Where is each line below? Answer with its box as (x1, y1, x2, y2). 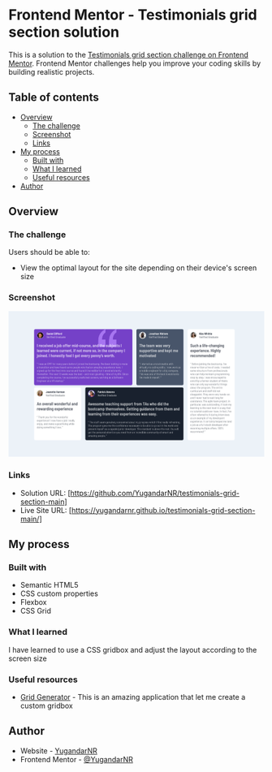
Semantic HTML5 (19, 580, 79, 590)
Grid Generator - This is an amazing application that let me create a (19, 692, 246, 702)
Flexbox (19, 597, 47, 607)
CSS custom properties (19, 589, 99, 598)
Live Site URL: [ (19, 505, 72, 515)
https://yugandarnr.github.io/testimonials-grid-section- (71, 505, 256, 515)
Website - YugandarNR (19, 745, 97, 756)
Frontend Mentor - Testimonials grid (8, 6, 257, 24)
